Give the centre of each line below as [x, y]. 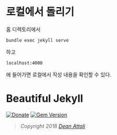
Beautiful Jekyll [45, 98]
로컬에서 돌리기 [40, 12]
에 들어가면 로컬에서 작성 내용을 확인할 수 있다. [59, 74]
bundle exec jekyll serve [37, 40]
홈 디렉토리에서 [23, 29]
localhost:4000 [24, 63]
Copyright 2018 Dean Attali [53, 126]
